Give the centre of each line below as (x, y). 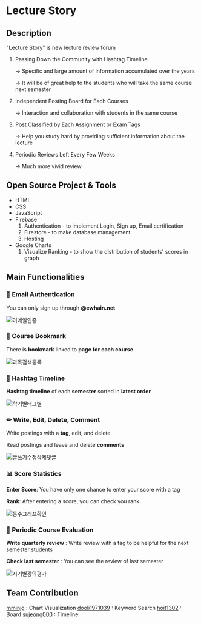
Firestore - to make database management (77, 232)
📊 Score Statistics (34, 474)
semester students (30, 549)
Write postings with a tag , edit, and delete (58, 433)
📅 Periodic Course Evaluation (50, 530)
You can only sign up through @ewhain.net (61, 308)
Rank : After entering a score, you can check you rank (73, 501)
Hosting (34, 239)
